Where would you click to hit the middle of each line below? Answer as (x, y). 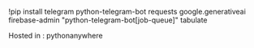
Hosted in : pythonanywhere (56, 36)
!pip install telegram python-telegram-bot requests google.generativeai (127, 12)
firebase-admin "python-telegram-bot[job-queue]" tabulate (108, 20)
